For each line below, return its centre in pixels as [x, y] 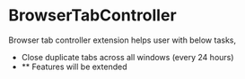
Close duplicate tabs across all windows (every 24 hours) [127, 57]
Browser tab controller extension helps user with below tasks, [122, 40]
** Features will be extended [74, 67]
